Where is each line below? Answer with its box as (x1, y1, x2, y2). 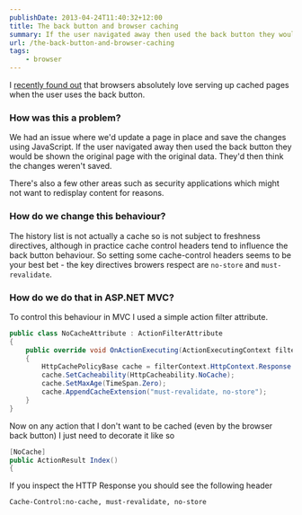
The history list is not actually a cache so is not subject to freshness (9, 230, 261, 241)
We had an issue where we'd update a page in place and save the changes (9, 132, 287, 143)
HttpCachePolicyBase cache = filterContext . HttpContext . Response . (41, 362, 296, 371)
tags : (9, 47, 30, 56)
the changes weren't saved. (9, 161, 112, 172)
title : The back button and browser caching (9, 22, 179, 31)
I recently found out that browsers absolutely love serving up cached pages (9, 80, 289, 90)
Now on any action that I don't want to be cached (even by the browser (9, 420, 273, 431)
